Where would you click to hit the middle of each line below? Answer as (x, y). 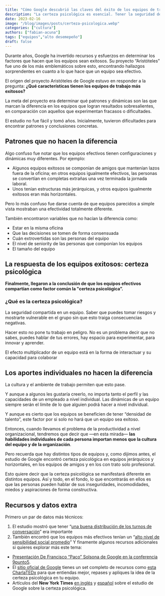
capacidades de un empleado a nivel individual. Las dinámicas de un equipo (82, 399)
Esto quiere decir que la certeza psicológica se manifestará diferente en (78, 474)
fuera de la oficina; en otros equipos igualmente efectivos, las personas (84, 173)
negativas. (15, 323)
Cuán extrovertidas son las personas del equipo (61, 238)
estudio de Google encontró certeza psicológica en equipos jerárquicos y (79, 459)
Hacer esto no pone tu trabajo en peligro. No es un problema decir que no (80, 332)
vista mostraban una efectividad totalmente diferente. (59, 209)
